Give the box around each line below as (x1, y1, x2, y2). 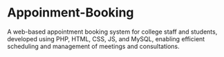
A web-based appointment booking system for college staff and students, (7, 27, 218, 36)
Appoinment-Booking (7, 5, 134, 21)
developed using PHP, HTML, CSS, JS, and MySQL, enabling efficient (7, 34, 205, 43)
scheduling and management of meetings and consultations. (7, 42, 180, 50)
